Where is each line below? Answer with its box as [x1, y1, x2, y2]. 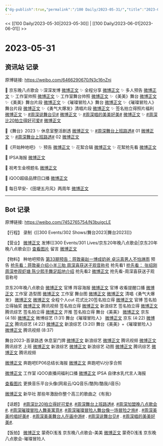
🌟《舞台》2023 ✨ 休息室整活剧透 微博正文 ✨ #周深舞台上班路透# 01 [5, 128, 140, 133]
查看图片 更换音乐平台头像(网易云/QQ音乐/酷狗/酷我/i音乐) [5, 380, 121, 386]
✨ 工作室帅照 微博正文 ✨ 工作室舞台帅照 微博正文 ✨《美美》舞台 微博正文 [10, 93, 157, 99]
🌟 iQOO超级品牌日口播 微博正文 [5, 175, 68, 181]
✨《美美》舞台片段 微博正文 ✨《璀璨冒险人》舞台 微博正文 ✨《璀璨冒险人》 [5, 99, 157, 105]
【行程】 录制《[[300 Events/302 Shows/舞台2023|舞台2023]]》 [5, 230, 134, 235]
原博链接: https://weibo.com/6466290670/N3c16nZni [5, 77, 112, 83]
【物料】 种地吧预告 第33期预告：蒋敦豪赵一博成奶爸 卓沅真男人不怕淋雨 [5, 256, 150, 262]
